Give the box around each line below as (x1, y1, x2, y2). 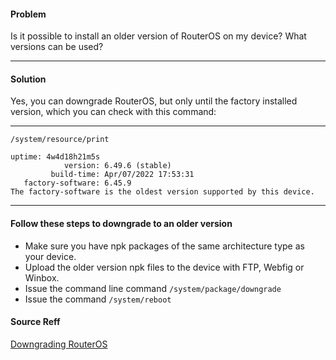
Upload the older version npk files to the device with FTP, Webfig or (24, 261, 305, 273)
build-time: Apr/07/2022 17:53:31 (50, 170, 195, 180)
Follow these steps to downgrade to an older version (10, 218, 233, 229)
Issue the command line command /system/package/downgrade (24, 282, 282, 294)
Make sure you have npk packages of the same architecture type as (24, 240, 305, 252)
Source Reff (10, 316, 61, 328)
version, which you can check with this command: (10, 106, 217, 118)
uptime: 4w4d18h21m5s (10, 152, 101, 162)
